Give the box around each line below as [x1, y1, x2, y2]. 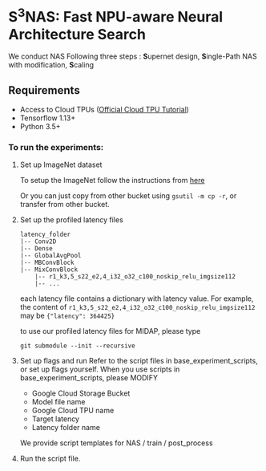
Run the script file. [19, 454, 81, 464]
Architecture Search [8, 25, 147, 43]
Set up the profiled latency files [19, 215, 124, 225]
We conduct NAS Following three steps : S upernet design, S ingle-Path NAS [8, 51, 258, 61]
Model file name [31, 397, 86, 407]
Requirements [8, 83, 80, 97]
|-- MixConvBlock [19, 266, 79, 274]
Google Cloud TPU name [31, 406, 115, 416]
